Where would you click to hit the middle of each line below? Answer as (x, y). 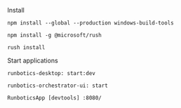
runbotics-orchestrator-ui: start (58, 86)
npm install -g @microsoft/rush (54, 35)
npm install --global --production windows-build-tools (90, 23)
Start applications (33, 60)
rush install (26, 48)
